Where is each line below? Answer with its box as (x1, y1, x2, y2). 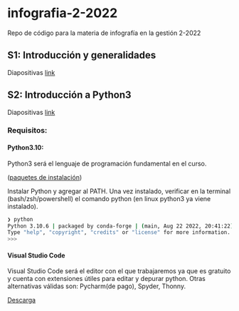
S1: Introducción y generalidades (7, 49, 156, 61)
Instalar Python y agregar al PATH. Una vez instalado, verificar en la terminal (7, 187, 231, 195)
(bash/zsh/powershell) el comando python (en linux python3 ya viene (7, 194, 211, 203)
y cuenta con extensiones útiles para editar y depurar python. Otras (7, 275, 206, 283)
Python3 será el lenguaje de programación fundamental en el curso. (7, 159, 207, 168)
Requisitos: (7, 126, 48, 136)
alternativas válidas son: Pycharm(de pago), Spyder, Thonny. (7, 282, 186, 290)
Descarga (7, 296, 36, 305)
